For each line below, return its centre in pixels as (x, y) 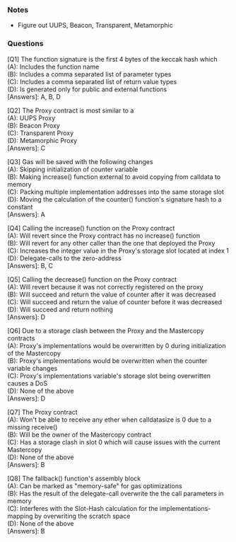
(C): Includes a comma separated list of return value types (92, 81)
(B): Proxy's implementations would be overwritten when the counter (107, 361)
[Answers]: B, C (30, 265)
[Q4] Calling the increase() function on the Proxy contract (91, 228)
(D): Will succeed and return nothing (60, 309)
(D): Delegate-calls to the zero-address (64, 258)
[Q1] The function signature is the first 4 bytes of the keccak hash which (112, 59)
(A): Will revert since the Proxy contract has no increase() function (104, 236)
